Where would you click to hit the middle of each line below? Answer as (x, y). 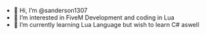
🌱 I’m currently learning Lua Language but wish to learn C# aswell (106, 25)
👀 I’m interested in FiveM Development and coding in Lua (94, 17)
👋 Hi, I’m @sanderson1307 (50, 10)
